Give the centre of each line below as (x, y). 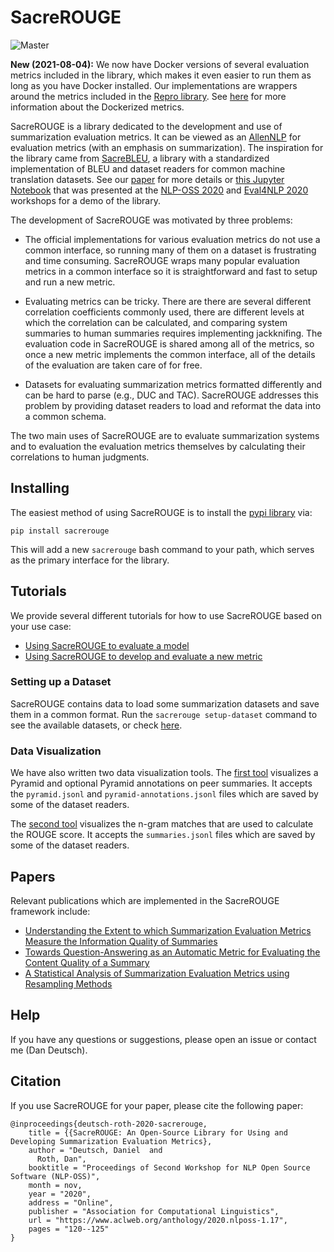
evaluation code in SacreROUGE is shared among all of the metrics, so (169, 343)
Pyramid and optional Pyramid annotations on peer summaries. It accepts (161, 783)
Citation (36, 1081)
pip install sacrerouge (60, 531)
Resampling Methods (68, 983)
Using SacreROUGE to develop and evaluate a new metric (143, 656)
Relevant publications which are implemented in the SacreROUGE (145, 900)
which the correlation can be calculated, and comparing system (156, 322)
